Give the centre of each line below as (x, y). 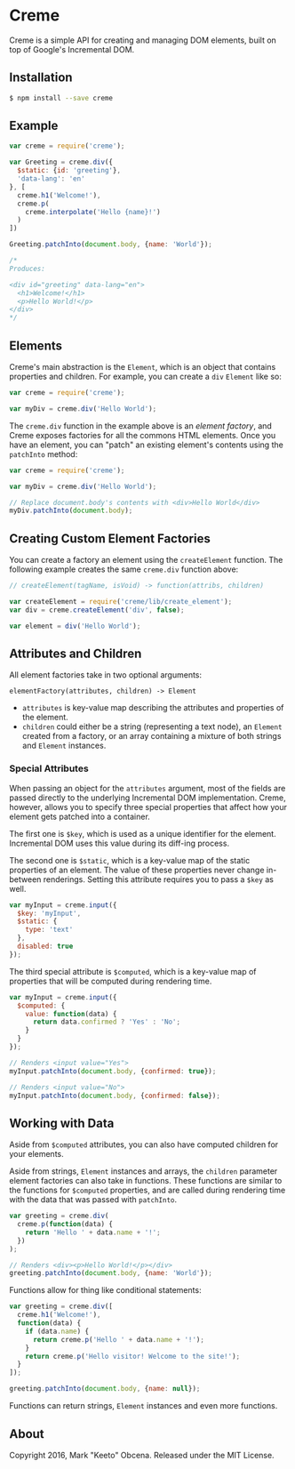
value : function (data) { (71, 1014)
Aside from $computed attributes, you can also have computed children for (144, 1144)
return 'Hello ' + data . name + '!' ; (93, 1232)
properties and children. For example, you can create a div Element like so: (145, 376)
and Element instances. (64, 746)
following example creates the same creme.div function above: (124, 569)
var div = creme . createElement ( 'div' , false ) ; (97, 610)
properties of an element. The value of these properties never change (137, 870)
